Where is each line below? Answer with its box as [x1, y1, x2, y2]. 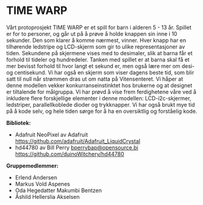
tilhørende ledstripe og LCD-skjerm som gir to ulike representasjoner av [6, 43, 185, 50]
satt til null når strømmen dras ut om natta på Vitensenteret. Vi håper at [6, 75, 184, 82]
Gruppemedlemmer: [6, 162, 59, 169]
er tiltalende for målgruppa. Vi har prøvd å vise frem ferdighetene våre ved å [6, 88, 197, 95]
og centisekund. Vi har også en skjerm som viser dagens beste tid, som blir [6, 69, 195, 76]
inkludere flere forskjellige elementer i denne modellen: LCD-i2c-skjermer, [6, 95, 191, 102]
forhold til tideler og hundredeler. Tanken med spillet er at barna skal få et [6, 56, 190, 63]
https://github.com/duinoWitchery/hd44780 [15, 150, 124, 158]
